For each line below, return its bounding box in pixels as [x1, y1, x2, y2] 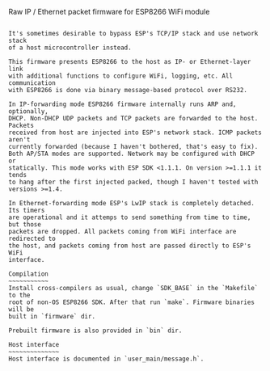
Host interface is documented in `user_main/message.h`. [8, 355, 205, 363]
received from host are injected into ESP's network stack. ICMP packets [8, 129, 263, 137]
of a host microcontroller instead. [8, 44, 132, 52]
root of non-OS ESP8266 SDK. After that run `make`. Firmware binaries [8, 298, 255, 306]
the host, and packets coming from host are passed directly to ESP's [8, 242, 251, 250]
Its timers [8, 206, 45, 214]
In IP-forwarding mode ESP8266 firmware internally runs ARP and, [8, 100, 237, 108]
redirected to [8, 234, 57, 242]
